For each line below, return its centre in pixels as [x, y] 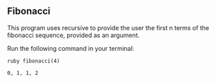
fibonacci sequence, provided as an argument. [73, 35]
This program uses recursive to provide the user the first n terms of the [108, 27]
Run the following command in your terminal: [71, 48]
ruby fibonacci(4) [33, 61]
